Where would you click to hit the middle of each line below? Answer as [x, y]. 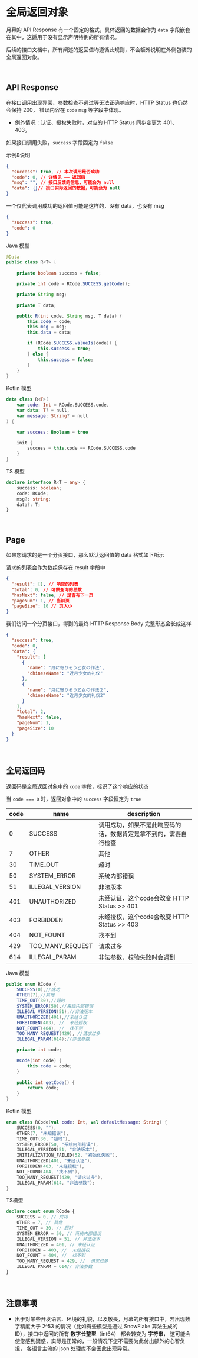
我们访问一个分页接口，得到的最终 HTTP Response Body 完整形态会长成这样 [99, 624]
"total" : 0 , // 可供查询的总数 [47, 589]
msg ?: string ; [34, 499]
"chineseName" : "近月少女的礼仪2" [67, 695]
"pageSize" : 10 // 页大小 [42, 606]
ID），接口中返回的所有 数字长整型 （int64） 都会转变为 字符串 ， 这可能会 [103, 1333]
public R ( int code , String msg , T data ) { [70, 316]
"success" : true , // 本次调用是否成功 [55, 172]
